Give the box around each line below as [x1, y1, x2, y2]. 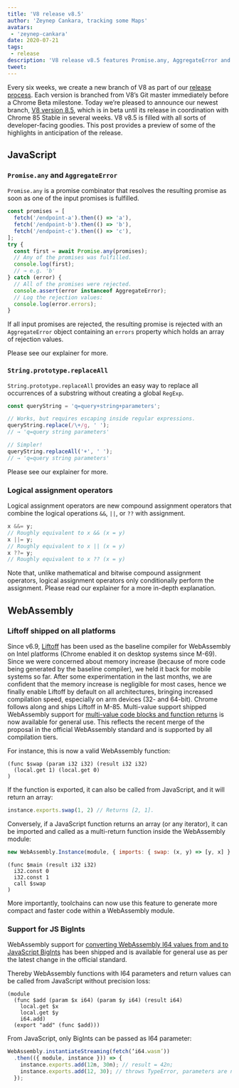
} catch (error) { [7, 274, 62, 281]
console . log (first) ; [14, 261, 75, 268]
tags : [7, 43, 23, 51]
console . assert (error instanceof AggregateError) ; [14, 287, 167, 294]
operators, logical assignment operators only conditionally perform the [7, 576, 215, 585]
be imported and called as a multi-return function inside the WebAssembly [7, 827, 225, 835]
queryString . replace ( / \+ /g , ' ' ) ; [7, 422, 110, 429]
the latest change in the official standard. [7, 956, 127, 964]
